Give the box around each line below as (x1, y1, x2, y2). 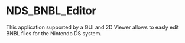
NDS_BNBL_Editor (6, 4, 96, 18)
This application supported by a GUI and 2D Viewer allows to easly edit (6, 24, 179, 31)
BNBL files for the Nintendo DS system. (6, 29, 102, 37)
